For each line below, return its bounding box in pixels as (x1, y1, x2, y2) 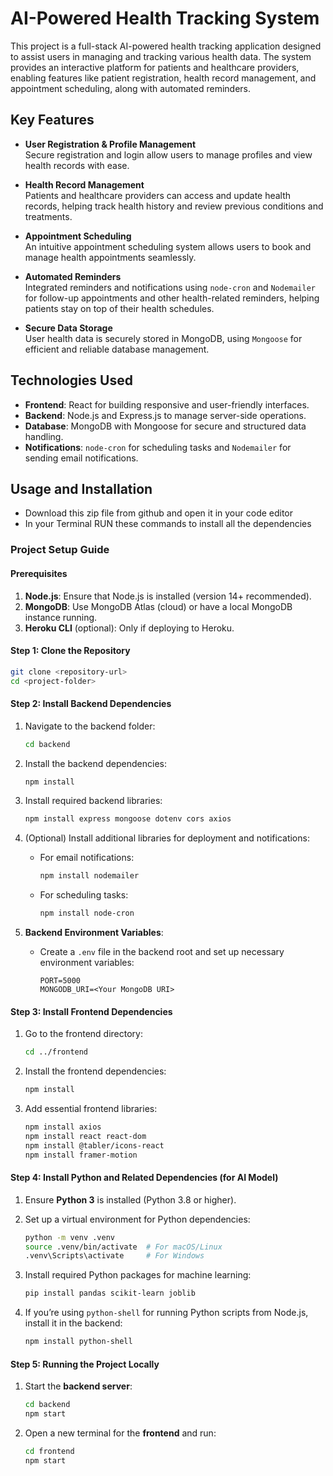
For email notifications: (39, 852, 135, 864)
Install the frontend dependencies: (24, 1065, 167, 1077)
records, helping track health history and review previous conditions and (24, 200, 324, 212)
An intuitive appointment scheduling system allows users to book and (24, 240, 312, 252)
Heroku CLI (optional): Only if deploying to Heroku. (24, 622, 235, 634)
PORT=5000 (39, 976, 82, 986)
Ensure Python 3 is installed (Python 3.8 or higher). (24, 1193, 237, 1206)
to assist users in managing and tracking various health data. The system (10, 50, 312, 62)
